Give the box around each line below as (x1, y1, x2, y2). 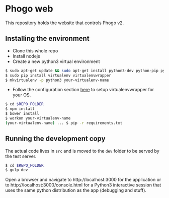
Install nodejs (12, 53, 40, 59)
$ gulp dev (5, 167, 28, 173)
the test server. (5, 153, 37, 159)
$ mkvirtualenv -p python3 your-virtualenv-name (5, 78, 109, 83)
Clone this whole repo (12, 47, 58, 53)
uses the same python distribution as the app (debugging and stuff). (5, 187, 147, 193)
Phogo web (5, 3, 53, 15)
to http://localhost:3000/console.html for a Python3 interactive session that (5, 182, 161, 188)
